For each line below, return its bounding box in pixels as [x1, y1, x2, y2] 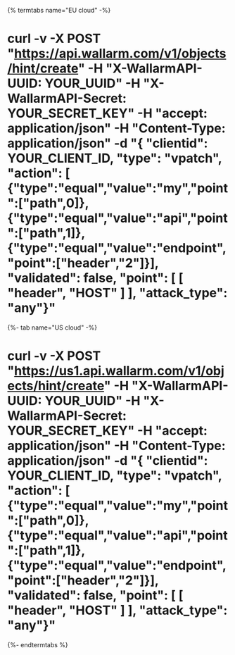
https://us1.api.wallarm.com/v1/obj [13, 363, 225, 379]
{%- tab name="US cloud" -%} [7, 323, 98, 332]
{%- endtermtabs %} [7, 640, 68, 649]
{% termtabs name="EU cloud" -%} [7, 6, 111, 14]
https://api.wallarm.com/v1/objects [13, 46, 227, 62]
